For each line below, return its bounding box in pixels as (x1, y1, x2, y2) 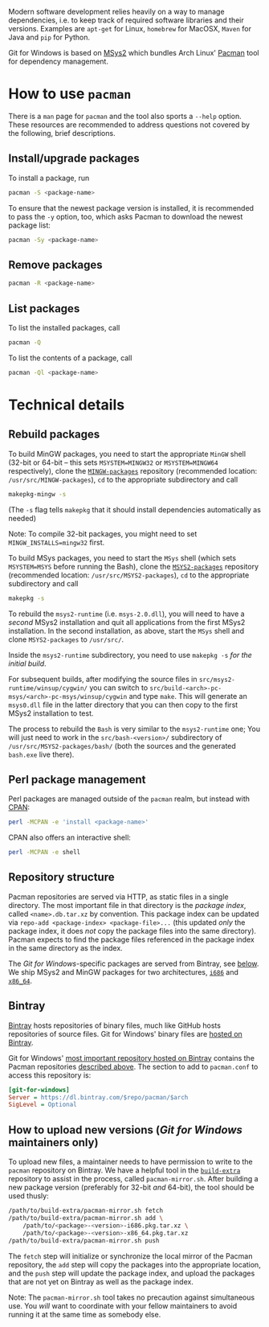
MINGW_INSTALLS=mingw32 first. (8, 537, 105, 547)
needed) (8, 513, 37, 523)
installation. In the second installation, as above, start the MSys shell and (8, 626, 245, 635)
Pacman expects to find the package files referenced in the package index (8, 935, 255, 944)
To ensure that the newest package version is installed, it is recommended (8, 203, 255, 212)
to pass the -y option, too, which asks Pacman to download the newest (8, 212, 243, 221)
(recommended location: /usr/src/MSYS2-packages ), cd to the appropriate (8, 570, 250, 580)
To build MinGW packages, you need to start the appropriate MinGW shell (8, 449, 247, 458)
